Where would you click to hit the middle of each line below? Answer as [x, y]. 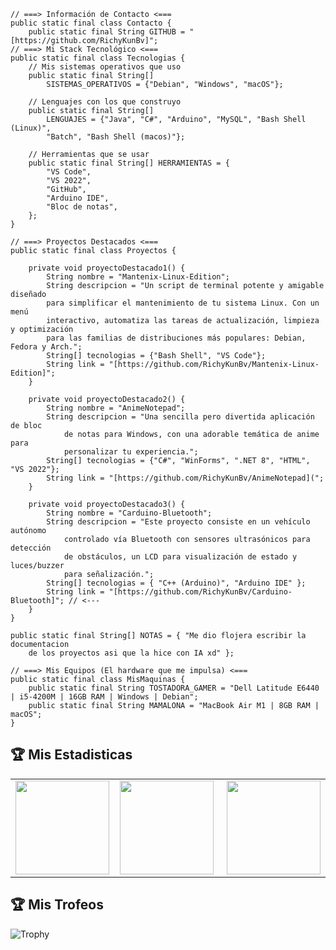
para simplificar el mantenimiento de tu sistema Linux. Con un [183, 303]
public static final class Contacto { [91, 23]
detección [31, 548]
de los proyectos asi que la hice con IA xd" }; [131, 653]
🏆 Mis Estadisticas [71, 755]
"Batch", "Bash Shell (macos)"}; [116, 137]
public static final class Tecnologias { [98, 58]
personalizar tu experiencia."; [131, 452]
